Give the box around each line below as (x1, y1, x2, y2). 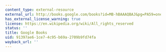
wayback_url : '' (5, 40, 39, 45)
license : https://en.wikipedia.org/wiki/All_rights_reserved (5, 21, 134, 26)
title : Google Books (5, 30, 48, 35)
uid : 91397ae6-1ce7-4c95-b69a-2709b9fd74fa (5, 35, 96, 40)
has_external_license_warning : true (5, 16, 81, 21)
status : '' (5, 26, 28, 31)
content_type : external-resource (5, 7, 74, 12)
